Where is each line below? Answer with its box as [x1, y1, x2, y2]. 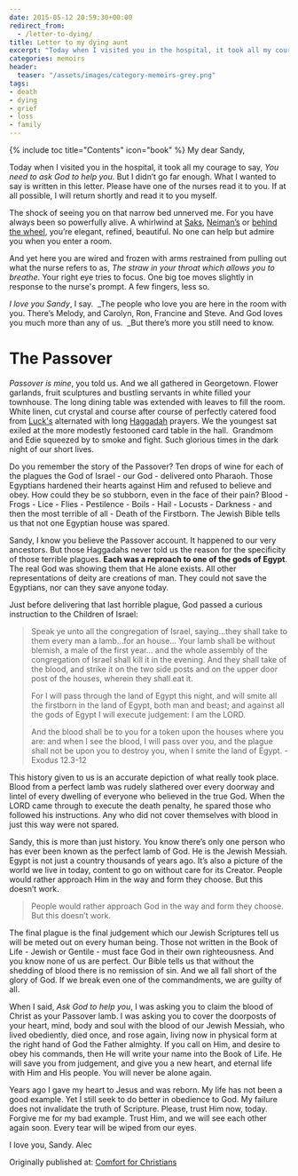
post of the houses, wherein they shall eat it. [30, 672, 193, 684]
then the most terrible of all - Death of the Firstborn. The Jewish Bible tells [9, 508, 281, 519]
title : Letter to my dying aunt [9, 37, 129, 47]
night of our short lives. [9, 443, 95, 454]
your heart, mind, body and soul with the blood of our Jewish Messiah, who [9, 1020, 286, 1030]
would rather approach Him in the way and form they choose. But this [9, 874, 263, 885]
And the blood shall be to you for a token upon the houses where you [30, 726, 284, 737]
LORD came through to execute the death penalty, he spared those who [9, 800, 271, 811]
